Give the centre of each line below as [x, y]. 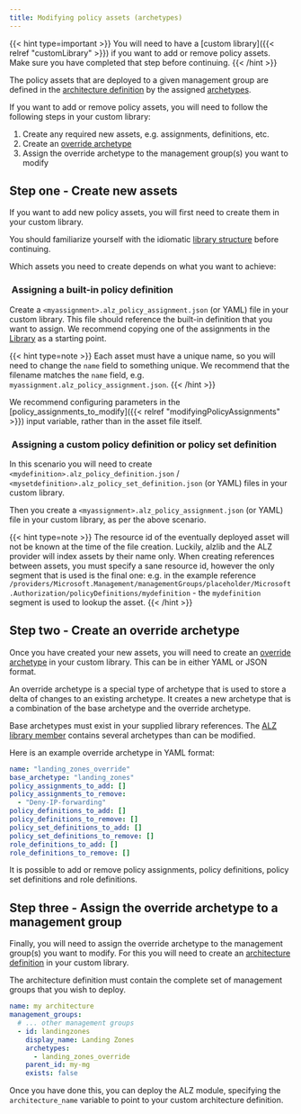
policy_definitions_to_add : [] [68, 811]
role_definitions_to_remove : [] [70, 853]
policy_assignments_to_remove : [68, 794]
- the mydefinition [227, 593]
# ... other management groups [76, 1023]
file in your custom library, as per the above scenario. [108, 520]
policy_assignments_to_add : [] [68, 786]
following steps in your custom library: [80, 116]
